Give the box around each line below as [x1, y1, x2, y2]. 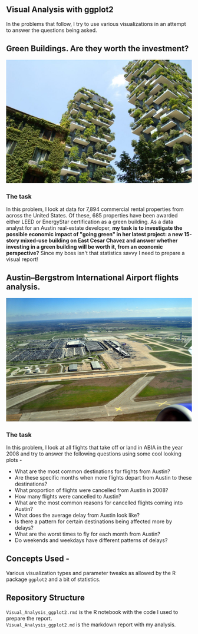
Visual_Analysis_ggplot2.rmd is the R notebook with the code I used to [6, 608, 179, 615]
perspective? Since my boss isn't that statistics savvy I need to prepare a [6, 250, 185, 257]
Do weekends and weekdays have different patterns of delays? [14, 536, 168, 544]
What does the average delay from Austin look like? [14, 511, 140, 519]
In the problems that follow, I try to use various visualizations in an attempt [6, 20, 187, 27]
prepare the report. [6, 615, 52, 622]
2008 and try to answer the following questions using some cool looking [6, 450, 181, 457]
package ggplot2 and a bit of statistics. [6, 576, 101, 583]
